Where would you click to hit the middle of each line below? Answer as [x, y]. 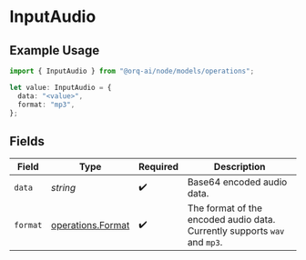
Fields [27, 141]
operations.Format [91, 225]
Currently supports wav [236, 231]
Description [240, 167]
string [64, 188]
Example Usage [55, 50]
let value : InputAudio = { [61, 87]
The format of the [224, 208]
